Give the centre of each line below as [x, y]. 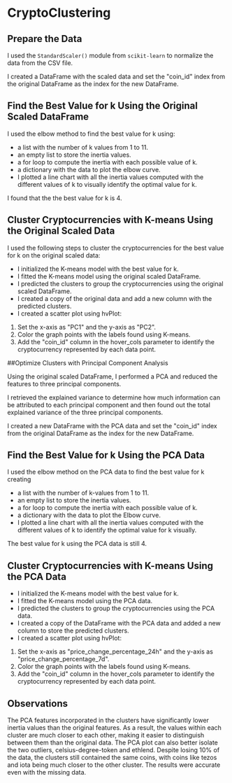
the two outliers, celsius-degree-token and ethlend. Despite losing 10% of [114, 750]
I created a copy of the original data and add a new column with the [115, 298]
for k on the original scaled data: [54, 255]
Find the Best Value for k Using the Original [102, 106]
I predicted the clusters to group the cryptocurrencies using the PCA [116, 608]
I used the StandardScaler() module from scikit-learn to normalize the [110, 55]
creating [19, 479]
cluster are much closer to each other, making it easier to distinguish [106, 735]
